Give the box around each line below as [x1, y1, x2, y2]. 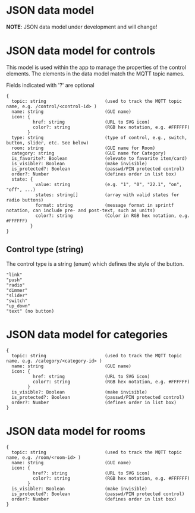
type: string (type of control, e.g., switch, [11, 134, 187, 140]
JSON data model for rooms [6, 424, 146, 438]
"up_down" [6, 303, 31, 309]
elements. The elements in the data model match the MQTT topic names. [6, 70, 185, 77]
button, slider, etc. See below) [6, 140, 89, 146]
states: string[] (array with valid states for [35, 191, 180, 198]
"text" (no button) [6, 308, 55, 314]
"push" [6, 277, 23, 283]
